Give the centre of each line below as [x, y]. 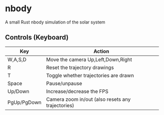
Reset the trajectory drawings [80, 68]
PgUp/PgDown [24, 102]
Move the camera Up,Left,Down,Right [89, 59]
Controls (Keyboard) [37, 37]
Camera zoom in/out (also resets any [88, 99]
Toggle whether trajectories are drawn [90, 75]
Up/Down [18, 91]
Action [101, 51]
